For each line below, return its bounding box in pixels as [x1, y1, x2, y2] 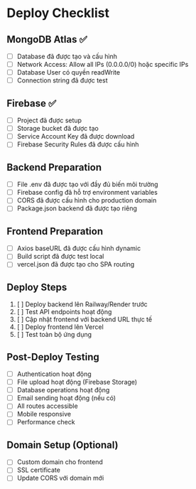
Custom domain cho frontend [16, 458, 104, 466]
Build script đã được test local [16, 252, 104, 261]
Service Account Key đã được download [16, 132, 135, 141]
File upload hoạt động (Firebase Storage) [16, 378, 138, 387]
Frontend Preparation [6, 225, 104, 237]
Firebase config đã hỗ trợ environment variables [16, 188, 158, 197]
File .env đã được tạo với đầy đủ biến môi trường [16, 180, 158, 189]
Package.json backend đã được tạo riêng [16, 204, 138, 213]
